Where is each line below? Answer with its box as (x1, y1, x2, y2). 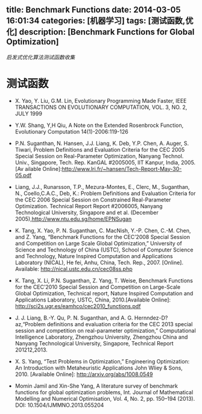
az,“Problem (14, 320, 46, 327)
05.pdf (14, 171, 32, 179)
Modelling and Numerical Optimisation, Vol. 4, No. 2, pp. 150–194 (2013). (14, 395, 195, 402)
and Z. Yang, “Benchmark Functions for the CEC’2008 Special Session (14, 233, 190, 240)
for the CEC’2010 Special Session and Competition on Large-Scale (14, 283, 181, 291)
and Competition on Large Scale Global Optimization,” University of (14, 239, 182, 247)
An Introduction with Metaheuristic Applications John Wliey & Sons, (14, 364, 183, 371)
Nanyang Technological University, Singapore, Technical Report (14, 339, 174, 347)
